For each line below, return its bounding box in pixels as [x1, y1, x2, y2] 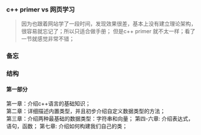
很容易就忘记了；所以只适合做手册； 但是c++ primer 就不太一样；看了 [21, 28, 196, 35]
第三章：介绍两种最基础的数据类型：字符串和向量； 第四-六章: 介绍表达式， [6, 115, 194, 122]
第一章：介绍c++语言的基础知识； [6, 100, 91, 107]
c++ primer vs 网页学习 [6, 5, 75, 13]
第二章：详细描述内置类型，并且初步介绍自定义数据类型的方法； [6, 107, 165, 115]
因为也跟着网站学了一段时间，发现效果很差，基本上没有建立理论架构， [21, 20, 197, 28]
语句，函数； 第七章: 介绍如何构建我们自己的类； [6, 122, 128, 130]
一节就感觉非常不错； [21, 35, 74, 43]
